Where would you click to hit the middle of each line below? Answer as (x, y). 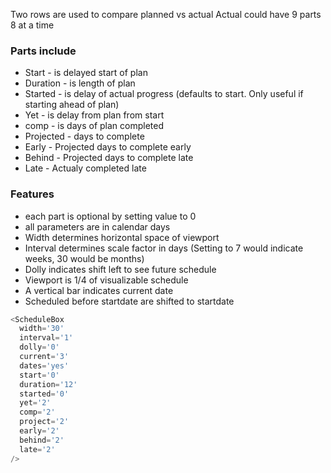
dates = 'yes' (44, 365)
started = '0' (44, 394)
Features (32, 194)
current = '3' (44, 357)
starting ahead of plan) (72, 105)
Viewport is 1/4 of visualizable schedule (106, 280)
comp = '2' (37, 412)
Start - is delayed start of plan (86, 73)
